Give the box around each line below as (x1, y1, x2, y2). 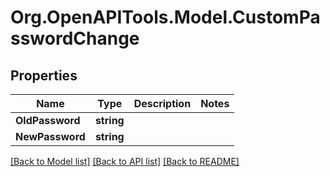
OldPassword (15, 114, 81, 127)
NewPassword (15, 130, 86, 143)
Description (133, 97, 192, 110)
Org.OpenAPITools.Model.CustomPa (10, 6, 321, 29)
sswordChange (10, 27, 140, 50)
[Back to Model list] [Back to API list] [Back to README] (10, 156, 240, 167)
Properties (10, 67, 78, 84)
